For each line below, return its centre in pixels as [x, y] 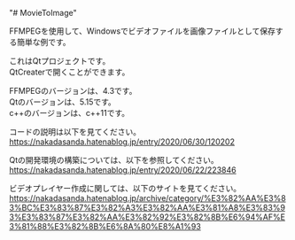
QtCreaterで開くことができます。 [70, 72]
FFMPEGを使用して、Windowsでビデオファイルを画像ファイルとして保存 [143, 31]
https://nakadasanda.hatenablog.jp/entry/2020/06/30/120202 [122, 142]
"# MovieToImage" [43, 13]
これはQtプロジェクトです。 [60, 61]
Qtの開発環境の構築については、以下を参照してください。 [114, 160]
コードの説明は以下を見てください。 [75, 132]
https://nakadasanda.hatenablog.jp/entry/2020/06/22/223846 [123, 170]
